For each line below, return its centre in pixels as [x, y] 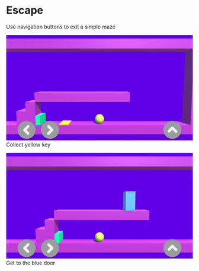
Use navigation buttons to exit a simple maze [61, 27]
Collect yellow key [28, 145]
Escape [25, 10]
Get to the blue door [31, 263]
